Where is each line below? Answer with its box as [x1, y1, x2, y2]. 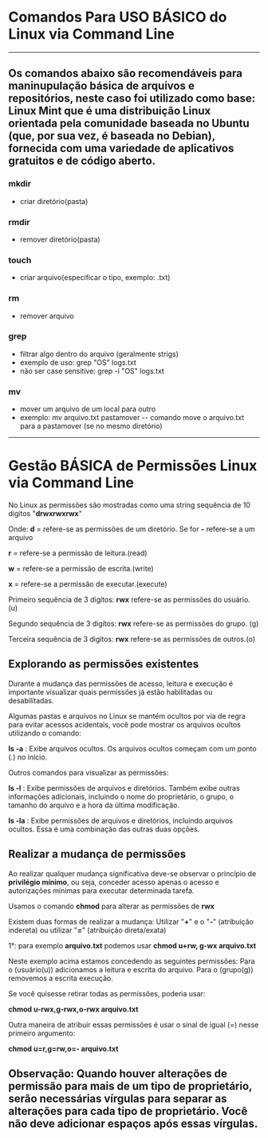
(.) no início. [8, 752, 48, 762]
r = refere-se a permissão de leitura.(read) [8, 548, 148, 558]
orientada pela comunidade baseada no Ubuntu [8, 117, 250, 130]
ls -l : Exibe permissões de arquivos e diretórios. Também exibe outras [8, 783, 241, 792]
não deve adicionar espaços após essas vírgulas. [8, 1117, 258, 1131]
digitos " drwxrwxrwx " [8, 509, 82, 519]
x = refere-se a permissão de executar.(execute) [8, 579, 167, 589]
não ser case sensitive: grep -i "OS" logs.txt [19, 366, 165, 375]
